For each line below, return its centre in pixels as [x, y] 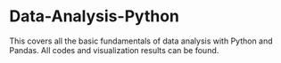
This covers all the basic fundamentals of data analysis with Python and [141, 41]
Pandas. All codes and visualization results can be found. [114, 50]
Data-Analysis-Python [95, 16]
